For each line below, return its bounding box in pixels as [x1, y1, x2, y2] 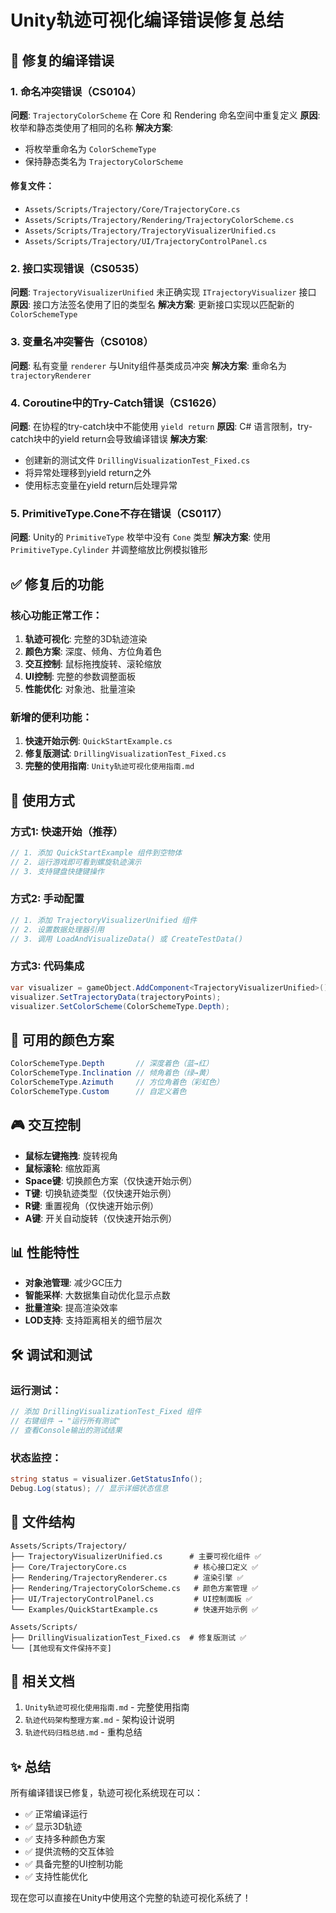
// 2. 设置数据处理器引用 [10, 924, 105, 935]
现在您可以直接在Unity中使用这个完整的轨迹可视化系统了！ [10, 1892, 252, 1904]
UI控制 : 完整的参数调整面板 [24, 670, 136, 682]
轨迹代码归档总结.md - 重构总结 [24, 1726, 143, 1738]
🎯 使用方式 [10, 792, 75, 809]
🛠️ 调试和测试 [10, 1346, 93, 1363]
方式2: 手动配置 [10, 892, 85, 906]
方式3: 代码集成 [10, 959, 85, 973]
